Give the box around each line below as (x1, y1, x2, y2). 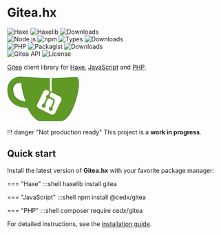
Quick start (7, 148, 56, 160)
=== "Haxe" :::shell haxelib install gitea (7, 179, 117, 187)
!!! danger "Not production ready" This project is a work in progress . (7, 127, 202, 136)
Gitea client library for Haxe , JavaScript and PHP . (7, 63, 147, 71)
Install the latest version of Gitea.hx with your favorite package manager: (7, 166, 215, 174)
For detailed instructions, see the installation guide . (7, 219, 152, 228)
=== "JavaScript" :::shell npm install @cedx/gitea (7, 193, 147, 201)
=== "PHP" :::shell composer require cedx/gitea (7, 206, 143, 214)
